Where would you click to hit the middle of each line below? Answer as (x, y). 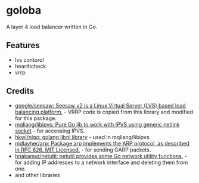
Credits (20, 91)
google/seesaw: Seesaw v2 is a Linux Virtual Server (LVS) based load (100, 105)
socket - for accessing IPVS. (50, 131)
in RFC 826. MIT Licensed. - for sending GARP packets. (83, 150)
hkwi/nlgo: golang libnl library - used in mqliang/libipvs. (83, 137)
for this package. (35, 118)
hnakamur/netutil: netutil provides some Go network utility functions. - (101, 156)
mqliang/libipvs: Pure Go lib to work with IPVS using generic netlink (97, 124)
